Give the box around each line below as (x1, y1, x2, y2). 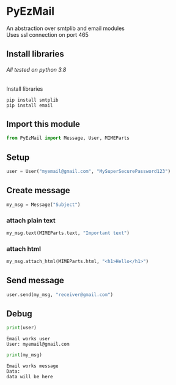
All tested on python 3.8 (6, 66, 67, 73)
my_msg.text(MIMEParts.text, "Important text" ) (6, 230, 130, 236)
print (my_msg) (6, 352, 43, 358)
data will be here (6, 374, 53, 380)
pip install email (6, 102, 53, 109)
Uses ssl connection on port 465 (6, 31, 89, 38)
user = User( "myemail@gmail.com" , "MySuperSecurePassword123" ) (6, 169, 171, 175)
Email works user (6, 336, 51, 342)
